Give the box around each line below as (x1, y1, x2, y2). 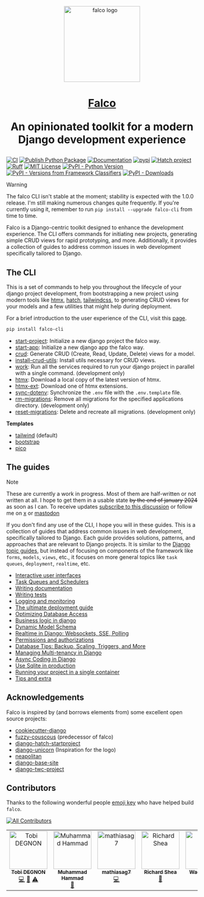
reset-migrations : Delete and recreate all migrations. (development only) (15, 408, 196, 415)
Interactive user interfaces (15, 571, 81, 579)
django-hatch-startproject (15, 739, 81, 746)
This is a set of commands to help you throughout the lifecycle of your (6, 283, 182, 291)
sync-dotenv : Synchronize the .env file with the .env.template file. (15, 388, 182, 396)
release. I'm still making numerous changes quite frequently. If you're (6, 199, 180, 206)
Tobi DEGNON (11, 868, 46, 876)
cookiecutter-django (15, 726, 67, 734)
